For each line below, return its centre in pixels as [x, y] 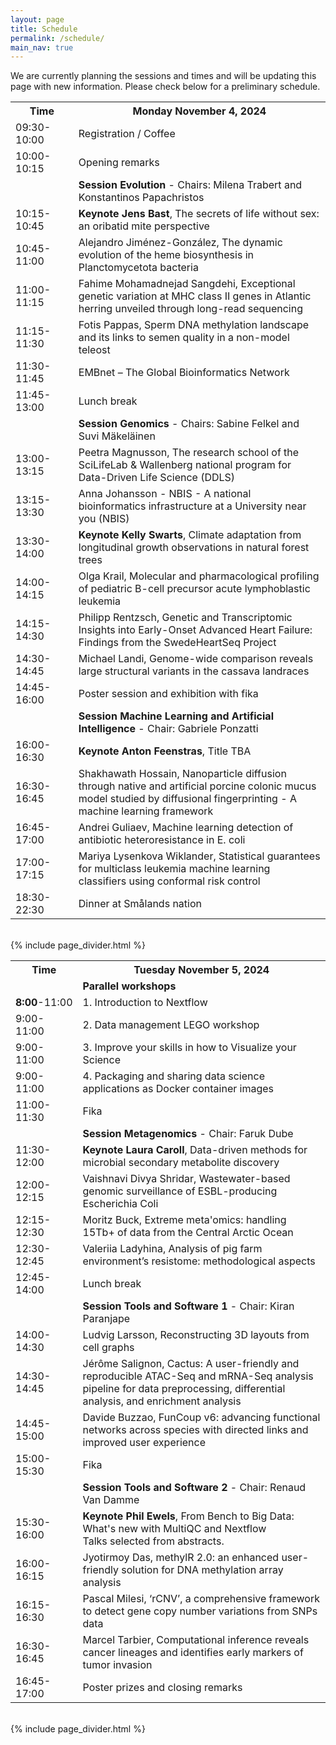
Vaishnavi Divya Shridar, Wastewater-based [186, 1179]
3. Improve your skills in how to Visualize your [189, 1048]
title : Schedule [44, 29]
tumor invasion [117, 1665]
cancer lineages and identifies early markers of [193, 1653]
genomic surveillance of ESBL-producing [180, 1191]
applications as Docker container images [178, 1089]
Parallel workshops [129, 986]
